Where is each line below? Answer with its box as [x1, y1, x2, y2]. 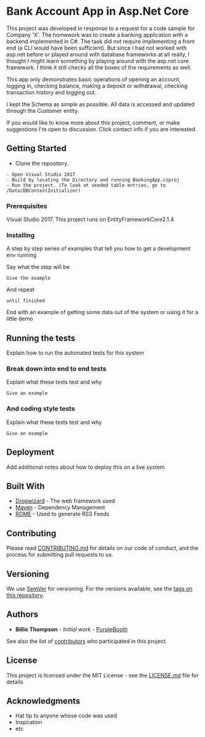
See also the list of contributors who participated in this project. [6, 637, 168, 645]
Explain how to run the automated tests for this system [6, 349, 144, 357]
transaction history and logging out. [6, 88, 97, 96]
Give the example [6, 275, 51, 282]
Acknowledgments [6, 696, 81, 706]
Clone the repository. [15, 160, 69, 167]
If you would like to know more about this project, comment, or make [6, 118, 180, 126]
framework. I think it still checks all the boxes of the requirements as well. [6, 63, 192, 71]
